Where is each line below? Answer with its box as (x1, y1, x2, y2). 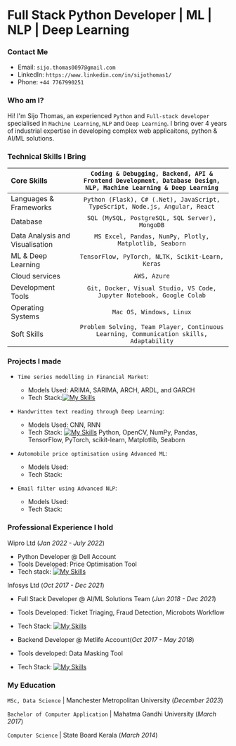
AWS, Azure (133, 272, 170, 281)
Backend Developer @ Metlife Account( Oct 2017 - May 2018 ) (17, 635, 195, 643)
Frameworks (11, 202, 52, 212)
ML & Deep (11, 251, 48, 261)
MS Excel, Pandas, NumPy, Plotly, (94, 233, 209, 240)
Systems (11, 311, 40, 321)
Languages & (11, 194, 54, 204)
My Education (7, 680, 56, 690)
